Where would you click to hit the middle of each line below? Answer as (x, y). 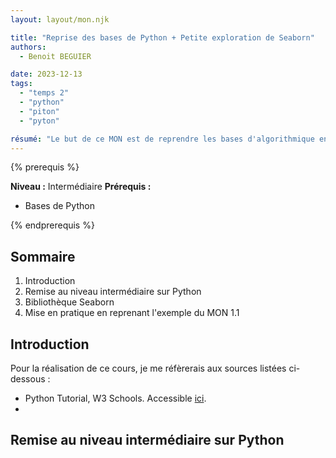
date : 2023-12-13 (46, 74)
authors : (28, 47)
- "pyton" (39, 121)
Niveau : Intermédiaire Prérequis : (81, 187)
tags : (21, 84)
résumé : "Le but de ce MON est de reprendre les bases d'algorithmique (162, 139)
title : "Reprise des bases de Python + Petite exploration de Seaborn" (162, 37)
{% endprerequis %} (52, 225)
